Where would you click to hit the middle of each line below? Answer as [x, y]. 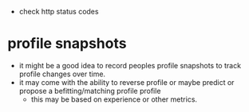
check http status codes [59, 12]
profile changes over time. [62, 74]
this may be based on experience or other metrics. [114, 99]
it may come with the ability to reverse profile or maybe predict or [126, 82]
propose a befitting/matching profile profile [90, 91]
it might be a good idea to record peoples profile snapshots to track [130, 65]
